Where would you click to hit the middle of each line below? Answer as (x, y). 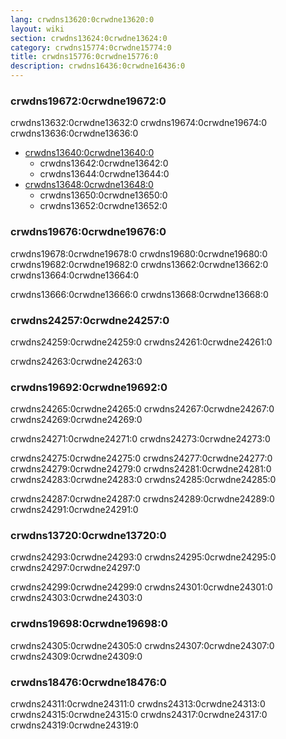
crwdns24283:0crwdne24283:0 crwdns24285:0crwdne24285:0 (143, 480)
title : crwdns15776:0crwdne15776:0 (84, 57)
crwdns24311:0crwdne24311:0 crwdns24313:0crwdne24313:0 (138, 704)
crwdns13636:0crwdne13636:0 (74, 133)
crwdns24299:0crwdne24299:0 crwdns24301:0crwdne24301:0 (141, 587)
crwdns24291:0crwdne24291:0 (74, 510)
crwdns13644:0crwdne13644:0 (104, 174)
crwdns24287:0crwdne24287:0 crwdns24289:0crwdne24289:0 (142, 499)
